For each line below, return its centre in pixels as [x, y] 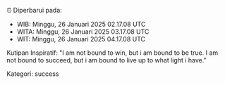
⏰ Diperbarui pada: [35, 10]
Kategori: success [33, 74]
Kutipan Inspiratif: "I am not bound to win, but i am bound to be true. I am [112, 53]
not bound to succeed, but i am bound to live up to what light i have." [107, 60]
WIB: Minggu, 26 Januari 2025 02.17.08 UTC [81, 24]
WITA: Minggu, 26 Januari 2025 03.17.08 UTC [83, 32]
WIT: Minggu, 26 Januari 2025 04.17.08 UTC [81, 39]
